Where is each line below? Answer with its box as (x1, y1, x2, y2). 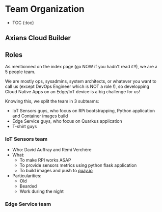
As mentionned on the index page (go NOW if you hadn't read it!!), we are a (5, 64, 158, 70)
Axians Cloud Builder (5, 34, 71, 42)
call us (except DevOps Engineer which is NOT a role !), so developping (5, 83, 150, 89)
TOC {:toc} (12, 20, 34, 26)
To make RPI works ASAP (19, 157, 71, 163)
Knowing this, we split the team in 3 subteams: (5, 98, 100, 104)
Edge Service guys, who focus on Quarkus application (12, 118, 123, 124)
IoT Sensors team (5, 136, 48, 143)
